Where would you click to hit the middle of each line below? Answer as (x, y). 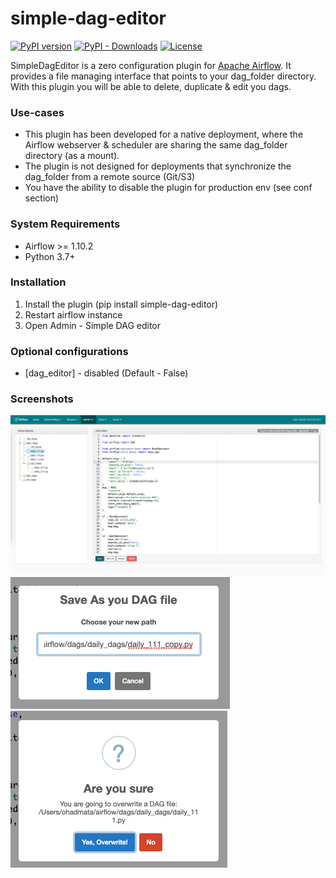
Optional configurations (69, 351)
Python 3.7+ (50, 256)
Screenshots (42, 399)
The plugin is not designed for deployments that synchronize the (158, 166)
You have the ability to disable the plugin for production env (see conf (168, 188)
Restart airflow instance (73, 314)
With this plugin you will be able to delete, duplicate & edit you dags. (151, 86)
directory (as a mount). (72, 156)
